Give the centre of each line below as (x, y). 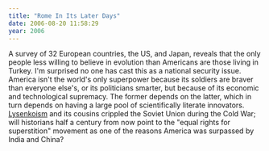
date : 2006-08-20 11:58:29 (54, 23)
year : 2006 (27, 31)
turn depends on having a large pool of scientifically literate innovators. (126, 105)
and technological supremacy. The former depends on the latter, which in (130, 97)
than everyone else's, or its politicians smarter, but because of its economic (134, 88)
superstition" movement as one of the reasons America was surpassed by (131, 131)
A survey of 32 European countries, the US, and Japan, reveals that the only (134, 54)
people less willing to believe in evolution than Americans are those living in (134, 62)
